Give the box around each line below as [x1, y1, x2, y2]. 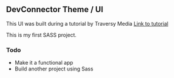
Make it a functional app [14, 59, 73, 66]
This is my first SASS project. [6, 31, 77, 38]
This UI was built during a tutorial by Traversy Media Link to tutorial [6, 20, 169, 27]
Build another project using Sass [14, 65, 93, 72]
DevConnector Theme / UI [6, 5, 103, 15]
